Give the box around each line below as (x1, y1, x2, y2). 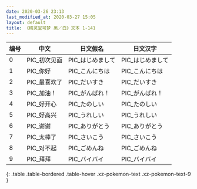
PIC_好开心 (26, 100, 57, 109)
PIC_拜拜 (26, 155, 51, 163)
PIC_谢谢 (26, 122, 51, 130)
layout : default (6, 19, 46, 25)
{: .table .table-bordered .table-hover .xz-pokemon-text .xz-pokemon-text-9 (6, 171, 191, 178)
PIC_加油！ (26, 89, 57, 97)
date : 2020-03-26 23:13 (6, 8, 65, 15)
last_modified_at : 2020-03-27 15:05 (6, 14, 96, 20)
